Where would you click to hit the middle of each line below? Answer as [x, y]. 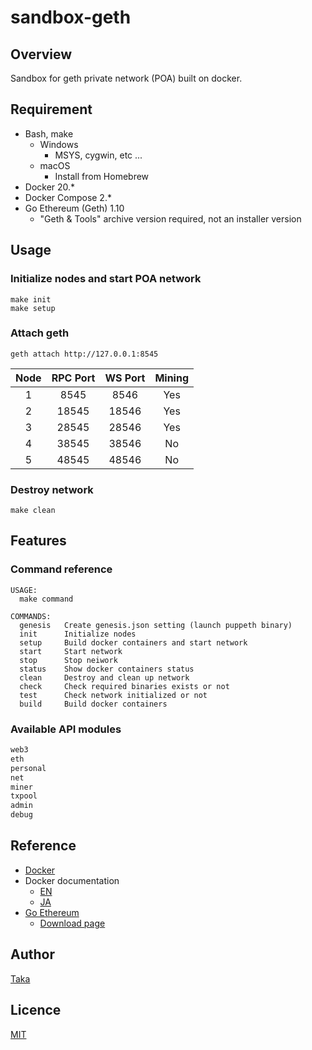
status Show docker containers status [107, 669]
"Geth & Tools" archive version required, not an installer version [170, 218]
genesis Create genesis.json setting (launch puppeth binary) [156, 625]
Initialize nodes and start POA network [106, 279]
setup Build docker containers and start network [133, 642]
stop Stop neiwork [68, 660]
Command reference [61, 569]
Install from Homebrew [102, 176]
